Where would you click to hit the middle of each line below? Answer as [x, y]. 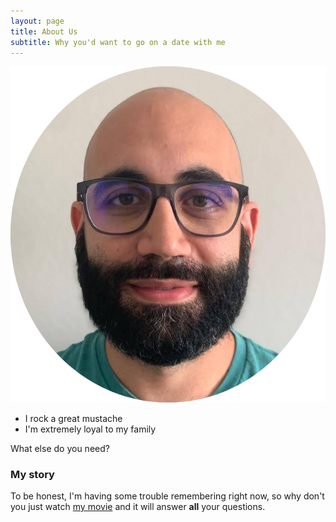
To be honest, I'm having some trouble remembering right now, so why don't [167, 496]
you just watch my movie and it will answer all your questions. [138, 507]
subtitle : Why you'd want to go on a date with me [118, 42]
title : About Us [44, 31]
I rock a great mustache [73, 418]
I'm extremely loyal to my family [90, 429]
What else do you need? [60, 448]
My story [32, 474]
